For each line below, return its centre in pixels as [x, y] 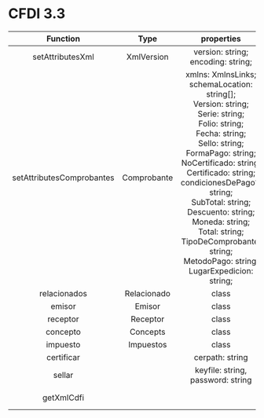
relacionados [63, 293]
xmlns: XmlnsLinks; [221, 74]
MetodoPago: [208, 261]
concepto [63, 332]
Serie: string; [221, 113]
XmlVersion [147, 57]
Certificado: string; [221, 172]
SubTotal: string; [221, 202]
